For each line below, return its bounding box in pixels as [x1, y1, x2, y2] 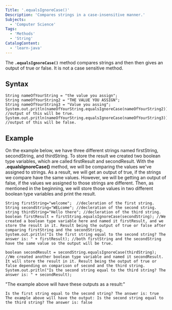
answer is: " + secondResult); [5, 272, 72, 277]
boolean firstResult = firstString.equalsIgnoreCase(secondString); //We [5, 214, 166, 220]
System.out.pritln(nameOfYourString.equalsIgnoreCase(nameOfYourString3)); [5, 115, 170, 121]
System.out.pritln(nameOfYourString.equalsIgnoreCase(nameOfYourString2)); [5, 107, 170, 112]
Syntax [5, 80, 29, 88]
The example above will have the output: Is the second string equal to [5, 296, 164, 301]
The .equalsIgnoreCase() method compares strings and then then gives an [5, 59, 163, 65]
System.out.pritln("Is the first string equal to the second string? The [5, 232, 166, 237]
